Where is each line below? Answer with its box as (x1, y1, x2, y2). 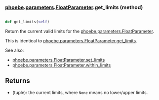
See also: (5, 47, 24, 53)
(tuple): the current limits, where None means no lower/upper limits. (12, 89, 148, 95)
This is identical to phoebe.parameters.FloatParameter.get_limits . (5, 38, 137, 44)
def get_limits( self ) (5, 19, 50, 25)
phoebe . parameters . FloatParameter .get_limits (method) (5, 4, 143, 11)
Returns (5, 76, 31, 85)
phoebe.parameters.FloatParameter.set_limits (12, 57, 105, 63)
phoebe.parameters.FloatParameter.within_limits (12, 62, 111, 68)
